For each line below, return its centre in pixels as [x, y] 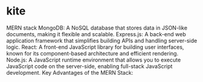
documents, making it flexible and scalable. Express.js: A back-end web [96, 34]
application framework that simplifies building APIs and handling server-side [102, 40]
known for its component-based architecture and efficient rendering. [92, 53]
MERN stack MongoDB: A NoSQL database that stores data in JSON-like [97, 28]
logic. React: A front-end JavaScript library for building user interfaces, [95, 47]
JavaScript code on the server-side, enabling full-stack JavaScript [90, 66]
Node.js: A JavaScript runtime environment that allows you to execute [94, 60]
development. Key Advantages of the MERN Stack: [70, 72]
